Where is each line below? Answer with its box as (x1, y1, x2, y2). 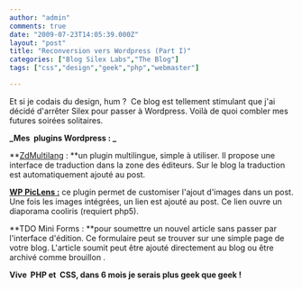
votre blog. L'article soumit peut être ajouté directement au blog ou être (9, 242, 274, 253)
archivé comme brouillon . (9, 251, 106, 262)
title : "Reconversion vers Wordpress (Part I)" (9, 47, 192, 56)
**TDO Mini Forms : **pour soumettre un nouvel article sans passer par (9, 222, 278, 234)
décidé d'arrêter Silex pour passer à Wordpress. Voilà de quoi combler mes (9, 105, 288, 116)
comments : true (9, 22, 67, 31)
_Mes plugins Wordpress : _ (9, 132, 117, 143)
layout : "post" (9, 38, 67, 48)
